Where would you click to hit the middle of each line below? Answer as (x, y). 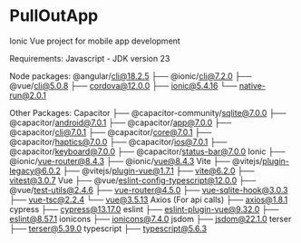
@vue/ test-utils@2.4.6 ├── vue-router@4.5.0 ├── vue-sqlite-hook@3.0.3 (149, 190)
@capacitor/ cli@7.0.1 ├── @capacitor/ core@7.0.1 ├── (111, 131)
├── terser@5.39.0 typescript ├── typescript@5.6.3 (108, 228)
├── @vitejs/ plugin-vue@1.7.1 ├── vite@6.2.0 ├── (159, 170)
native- (252, 85)
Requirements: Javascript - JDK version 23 (90, 58)
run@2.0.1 (28, 95)
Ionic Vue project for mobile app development (95, 41)
